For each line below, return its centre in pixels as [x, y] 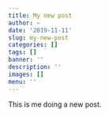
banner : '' [26, 60]
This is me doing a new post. [55, 104]
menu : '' [23, 81]
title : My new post [40, 15]
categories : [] [33, 45]
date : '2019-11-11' [40, 30]
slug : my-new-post [38, 38]
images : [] [26, 74]
